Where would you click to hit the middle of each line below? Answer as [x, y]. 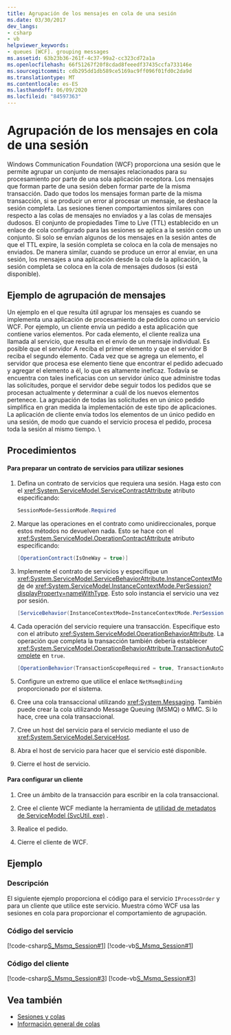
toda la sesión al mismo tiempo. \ [54, 429]
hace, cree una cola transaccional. [66, 717]
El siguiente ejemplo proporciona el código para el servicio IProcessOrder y [113, 898]
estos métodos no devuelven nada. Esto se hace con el [95, 531]
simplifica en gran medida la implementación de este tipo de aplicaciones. [112, 407]
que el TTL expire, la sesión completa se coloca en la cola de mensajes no [112, 244]
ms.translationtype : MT [41, 77]
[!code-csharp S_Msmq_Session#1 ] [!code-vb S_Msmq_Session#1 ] [100, 946]
